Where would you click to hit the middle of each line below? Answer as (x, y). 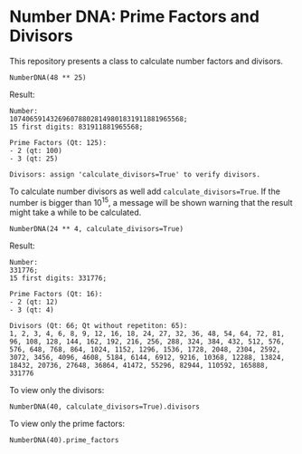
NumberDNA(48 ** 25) (48, 77)
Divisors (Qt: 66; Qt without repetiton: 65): (99, 325)
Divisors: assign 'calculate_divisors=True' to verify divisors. (135, 174)
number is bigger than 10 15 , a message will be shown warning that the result (151, 201)
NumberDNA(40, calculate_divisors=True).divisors (105, 406)
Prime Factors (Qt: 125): (58, 142)
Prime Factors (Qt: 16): (56, 294)
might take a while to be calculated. (75, 212)
